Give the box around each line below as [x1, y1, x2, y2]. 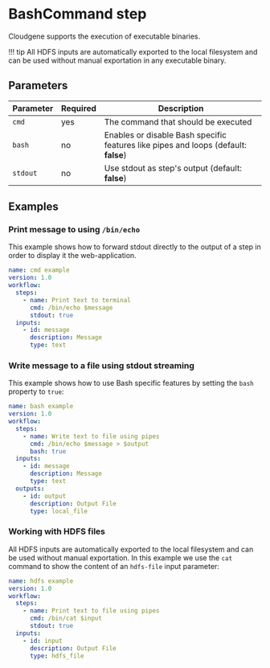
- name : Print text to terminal [22, 296, 131, 304]
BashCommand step [8, 5, 147, 23]
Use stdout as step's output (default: [104, 162, 243, 174]
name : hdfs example [8, 576, 74, 585]
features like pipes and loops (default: [104, 139, 247, 150]
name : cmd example [8, 266, 70, 274]
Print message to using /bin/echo [8, 224, 141, 236]
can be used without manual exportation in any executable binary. [8, 55, 227, 65]
